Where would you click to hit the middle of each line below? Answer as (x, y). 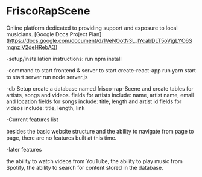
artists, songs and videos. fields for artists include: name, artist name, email (100, 95)
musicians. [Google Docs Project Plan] (54, 34)
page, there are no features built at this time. (62, 138)
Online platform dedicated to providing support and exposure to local (92, 28)
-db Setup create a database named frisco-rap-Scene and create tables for (100, 88)
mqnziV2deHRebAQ (31, 47)
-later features (24, 149)
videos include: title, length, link (46, 108)
